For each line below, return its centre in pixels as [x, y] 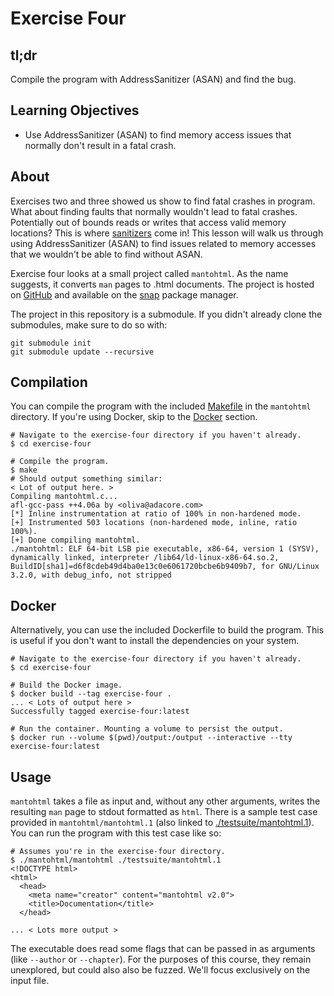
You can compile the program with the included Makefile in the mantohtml [161, 406]
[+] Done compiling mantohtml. [75, 540]
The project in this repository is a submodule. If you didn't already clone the [166, 314]
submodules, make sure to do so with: [89, 324]
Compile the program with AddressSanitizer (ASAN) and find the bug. [153, 79]
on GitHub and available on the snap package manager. [124, 294]
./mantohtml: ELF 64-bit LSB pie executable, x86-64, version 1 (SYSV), [165, 549]
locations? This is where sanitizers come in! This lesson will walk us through [167, 233]
